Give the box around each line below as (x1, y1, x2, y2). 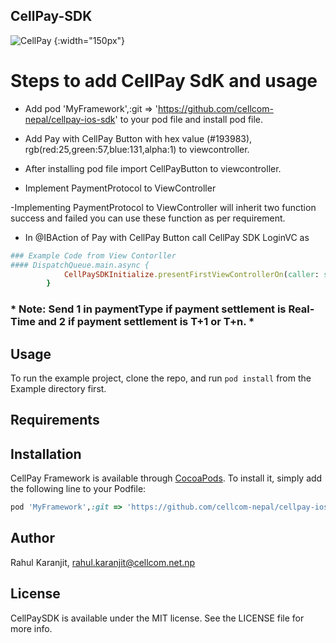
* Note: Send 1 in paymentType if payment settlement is (10, 302, 287, 316)
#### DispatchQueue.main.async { (10, 260, 150, 270)
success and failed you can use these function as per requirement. (10, 212, 286, 224)
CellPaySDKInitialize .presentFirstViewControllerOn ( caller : (63, 269, 320, 279)
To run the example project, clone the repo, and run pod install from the (10, 372, 312, 384)
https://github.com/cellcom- (157, 102, 274, 114)
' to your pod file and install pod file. (114, 113, 264, 125)
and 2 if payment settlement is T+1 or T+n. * (37, 315, 255, 329)
